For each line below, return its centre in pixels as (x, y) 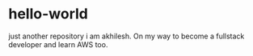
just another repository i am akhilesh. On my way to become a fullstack (126, 36)
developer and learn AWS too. (58, 44)
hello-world (48, 14)
